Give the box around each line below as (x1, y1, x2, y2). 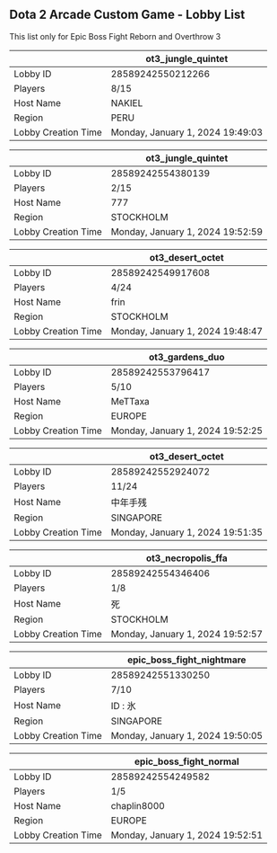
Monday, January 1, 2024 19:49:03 (110, 126, 263, 138)
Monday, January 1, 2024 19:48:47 (110, 324, 263, 337)
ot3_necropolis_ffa (145, 552, 229, 564)
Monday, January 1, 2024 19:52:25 (110, 424, 263, 437)
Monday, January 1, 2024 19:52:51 (110, 829, 263, 841)
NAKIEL (110, 96, 143, 109)
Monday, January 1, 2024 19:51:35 (110, 526, 263, 538)
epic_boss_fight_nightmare (126, 653, 247, 666)
